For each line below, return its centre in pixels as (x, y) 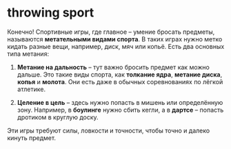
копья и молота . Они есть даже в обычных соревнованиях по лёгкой (120, 81)
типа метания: (28, 54)
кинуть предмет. (32, 138)
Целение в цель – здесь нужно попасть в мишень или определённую (120, 102)
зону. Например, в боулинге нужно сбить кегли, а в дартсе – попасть (120, 110)
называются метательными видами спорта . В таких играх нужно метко (115, 39)
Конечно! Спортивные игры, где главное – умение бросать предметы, (111, 32)
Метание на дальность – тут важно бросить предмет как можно (113, 67)
